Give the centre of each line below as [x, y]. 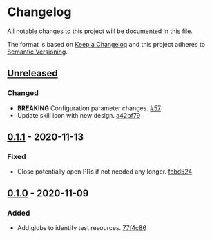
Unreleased [33, 73]
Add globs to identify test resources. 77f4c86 [82, 228]
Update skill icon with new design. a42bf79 [79, 115]
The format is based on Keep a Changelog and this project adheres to [106, 44]
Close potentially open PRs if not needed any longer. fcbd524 [105, 172]
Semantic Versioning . [37, 52]
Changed [23, 93]
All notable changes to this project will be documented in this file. [100, 31]
